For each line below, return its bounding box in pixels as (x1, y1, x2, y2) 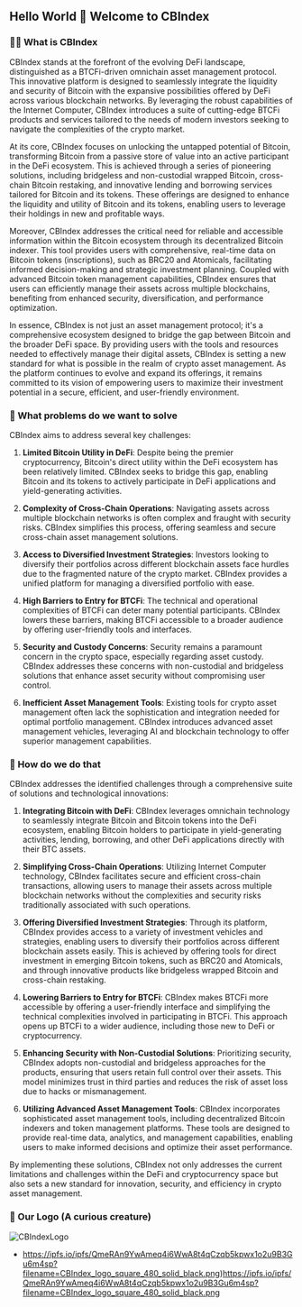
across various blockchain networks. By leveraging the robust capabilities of (9, 95, 293, 105)
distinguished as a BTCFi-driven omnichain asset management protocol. (9, 66, 278, 77)
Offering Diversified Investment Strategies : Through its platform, (22, 917, 268, 928)
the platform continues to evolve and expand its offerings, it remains (9, 367, 263, 379)
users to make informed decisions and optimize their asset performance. (22, 1142, 293, 1153)
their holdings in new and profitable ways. (9, 208, 165, 219)
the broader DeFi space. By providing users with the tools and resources (9, 339, 279, 350)
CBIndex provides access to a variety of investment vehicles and (22, 927, 263, 937)
